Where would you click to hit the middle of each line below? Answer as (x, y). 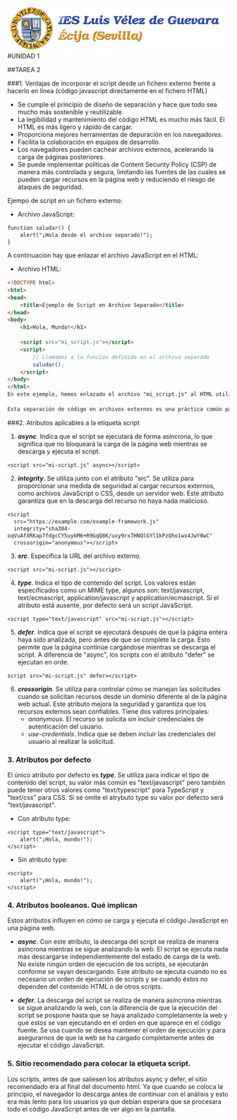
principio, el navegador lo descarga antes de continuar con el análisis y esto (118, 1094)
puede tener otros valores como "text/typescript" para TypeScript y (106, 790)
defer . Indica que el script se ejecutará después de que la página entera (122, 632)
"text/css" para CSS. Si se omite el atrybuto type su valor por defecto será (115, 798)
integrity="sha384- (42, 528)
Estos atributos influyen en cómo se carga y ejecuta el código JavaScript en (118, 920)
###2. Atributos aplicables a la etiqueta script (73, 422)
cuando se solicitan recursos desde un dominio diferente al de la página (122, 696)
